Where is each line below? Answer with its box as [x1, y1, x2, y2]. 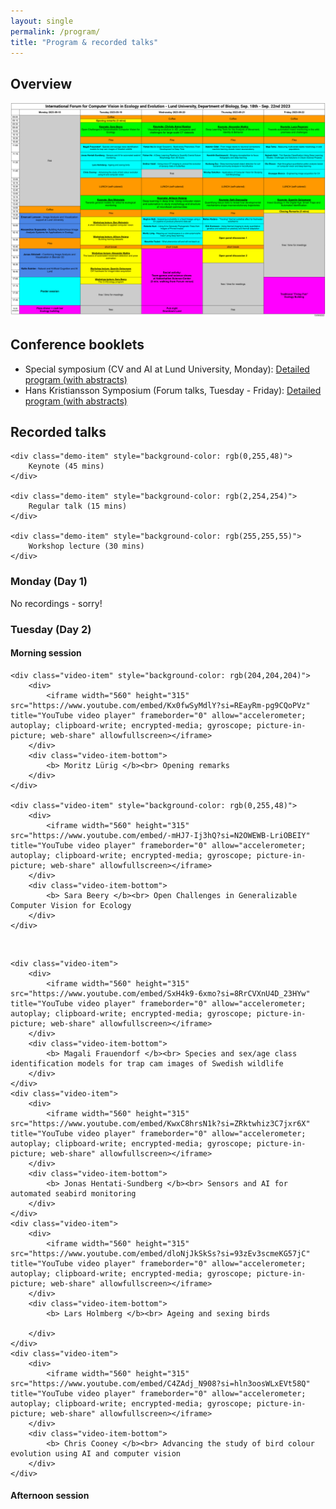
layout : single [10, 16, 74, 26]
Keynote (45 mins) [28, 461, 105, 472]
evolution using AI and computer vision [10, 1448, 182, 1459]
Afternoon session [10, 1490, 90, 1502]
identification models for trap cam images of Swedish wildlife [10, 1058, 284, 1069]
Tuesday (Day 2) [10, 622, 92, 636]
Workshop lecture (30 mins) [28, 541, 145, 552]
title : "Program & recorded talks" [10, 37, 159, 47]
